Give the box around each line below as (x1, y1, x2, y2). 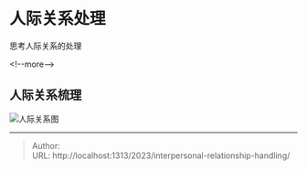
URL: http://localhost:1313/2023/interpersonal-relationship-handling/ (31, 150, 291, 161)
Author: (31, 140, 61, 151)
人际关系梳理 (9, 88, 82, 103)
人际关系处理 (9, 8, 107, 29)
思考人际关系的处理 (9, 40, 82, 51)
